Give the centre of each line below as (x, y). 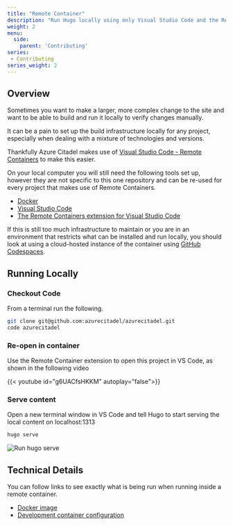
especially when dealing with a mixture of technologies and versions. (106, 138)
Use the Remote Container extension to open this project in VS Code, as (110, 361)
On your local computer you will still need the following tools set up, (104, 173)
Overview (29, 94)
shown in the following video (48, 368)
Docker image (37, 508)
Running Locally (43, 273)
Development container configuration (71, 515)
